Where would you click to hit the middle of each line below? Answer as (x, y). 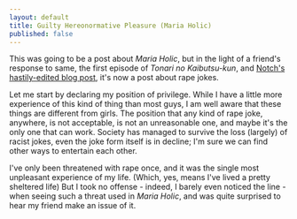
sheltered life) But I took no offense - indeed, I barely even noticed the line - (148, 187)
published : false (41, 34)
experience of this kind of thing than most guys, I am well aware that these (145, 104)
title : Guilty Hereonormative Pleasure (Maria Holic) (111, 26)
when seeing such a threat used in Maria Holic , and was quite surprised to (145, 196)
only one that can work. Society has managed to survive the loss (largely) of (148, 132)
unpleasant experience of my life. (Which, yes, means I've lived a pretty (140, 177)
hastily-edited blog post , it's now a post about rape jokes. (114, 78)
